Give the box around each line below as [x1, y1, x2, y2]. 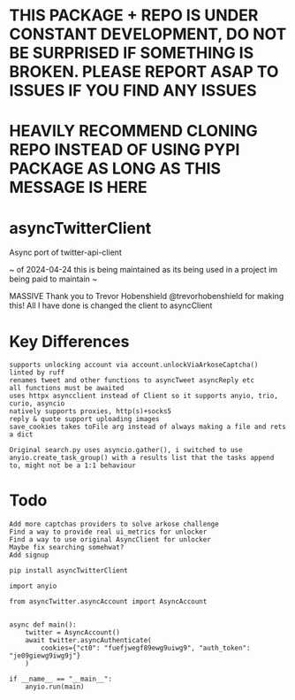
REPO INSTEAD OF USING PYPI [9, 140, 240, 160]
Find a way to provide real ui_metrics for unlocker [9, 527, 208, 536]
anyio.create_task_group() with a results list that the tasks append [9, 453, 275, 463]
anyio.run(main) [25, 682, 86, 691]
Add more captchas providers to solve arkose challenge [9, 519, 219, 529]
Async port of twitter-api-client [9, 247, 122, 258]
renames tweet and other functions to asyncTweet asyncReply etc [9, 376, 254, 385]
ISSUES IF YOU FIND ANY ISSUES [9, 81, 258, 101]
